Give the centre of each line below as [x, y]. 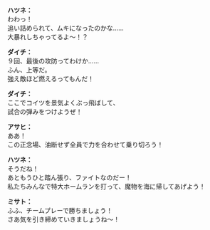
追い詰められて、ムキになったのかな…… [66, 28]
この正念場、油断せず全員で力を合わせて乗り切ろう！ [85, 145]
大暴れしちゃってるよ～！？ [48, 37]
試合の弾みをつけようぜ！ [45, 112]
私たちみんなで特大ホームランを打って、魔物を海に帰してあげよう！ [106, 187]
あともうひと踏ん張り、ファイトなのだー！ [69, 178]
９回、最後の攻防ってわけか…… [53, 61]
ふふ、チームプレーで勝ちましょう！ [60, 211]
